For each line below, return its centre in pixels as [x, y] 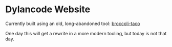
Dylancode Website [48, 9]
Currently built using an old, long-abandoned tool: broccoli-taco [73, 24]
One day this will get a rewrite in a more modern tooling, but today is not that [86, 33]
